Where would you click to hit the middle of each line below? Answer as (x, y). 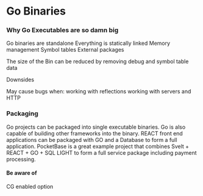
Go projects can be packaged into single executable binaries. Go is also (96, 127)
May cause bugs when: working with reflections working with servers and (99, 92)
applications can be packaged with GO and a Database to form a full (92, 140)
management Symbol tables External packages (65, 50)
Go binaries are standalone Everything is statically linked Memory (88, 43)
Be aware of (22, 173)
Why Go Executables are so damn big (62, 30)
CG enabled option (30, 186)
